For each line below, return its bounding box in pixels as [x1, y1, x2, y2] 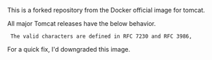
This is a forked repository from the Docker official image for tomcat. [7, 6, 205, 14]
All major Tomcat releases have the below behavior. [7, 20, 156, 27]
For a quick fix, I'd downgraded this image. [7, 45, 131, 53]
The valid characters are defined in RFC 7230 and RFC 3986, [10, 33, 192, 40]
